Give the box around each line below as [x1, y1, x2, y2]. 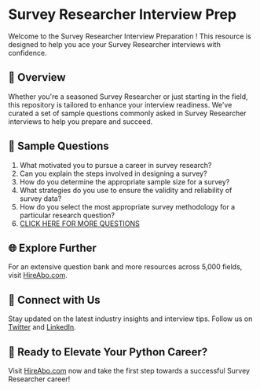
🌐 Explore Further [8, 241, 97, 254]
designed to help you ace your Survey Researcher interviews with [8, 39, 222, 49]
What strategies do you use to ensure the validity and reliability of [19, 185, 233, 195]
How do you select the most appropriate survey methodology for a [19, 202, 236, 211]
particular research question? [19, 210, 115, 220]
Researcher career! [8, 374, 71, 384]
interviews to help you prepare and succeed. [8, 116, 153, 126]
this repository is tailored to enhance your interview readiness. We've [8, 100, 233, 109]
